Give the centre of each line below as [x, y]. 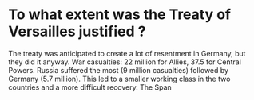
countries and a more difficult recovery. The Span [90, 87]
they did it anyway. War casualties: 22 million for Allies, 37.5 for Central [125, 62]
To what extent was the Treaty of [120, 15]
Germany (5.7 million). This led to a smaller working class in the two [119, 79]
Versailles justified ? [77, 31]
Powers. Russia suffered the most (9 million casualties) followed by [119, 70]
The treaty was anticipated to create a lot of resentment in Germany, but [127, 53]
